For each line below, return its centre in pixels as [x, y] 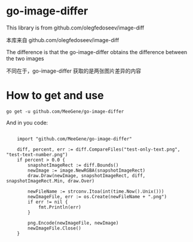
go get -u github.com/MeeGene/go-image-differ [65, 111]
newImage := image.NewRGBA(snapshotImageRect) [87, 170]
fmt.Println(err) [60, 207]
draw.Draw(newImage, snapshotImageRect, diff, [87, 175]
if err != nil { [48, 202]
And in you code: [27, 123]
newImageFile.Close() [55, 228]
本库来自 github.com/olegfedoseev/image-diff [63, 40]
